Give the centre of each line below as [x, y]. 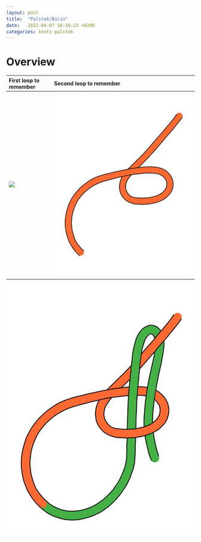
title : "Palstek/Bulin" [37, 19]
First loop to [24, 80]
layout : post [22, 13]
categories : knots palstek [40, 32]
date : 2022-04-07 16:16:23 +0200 [51, 25]
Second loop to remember [87, 83]
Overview [31, 62]
